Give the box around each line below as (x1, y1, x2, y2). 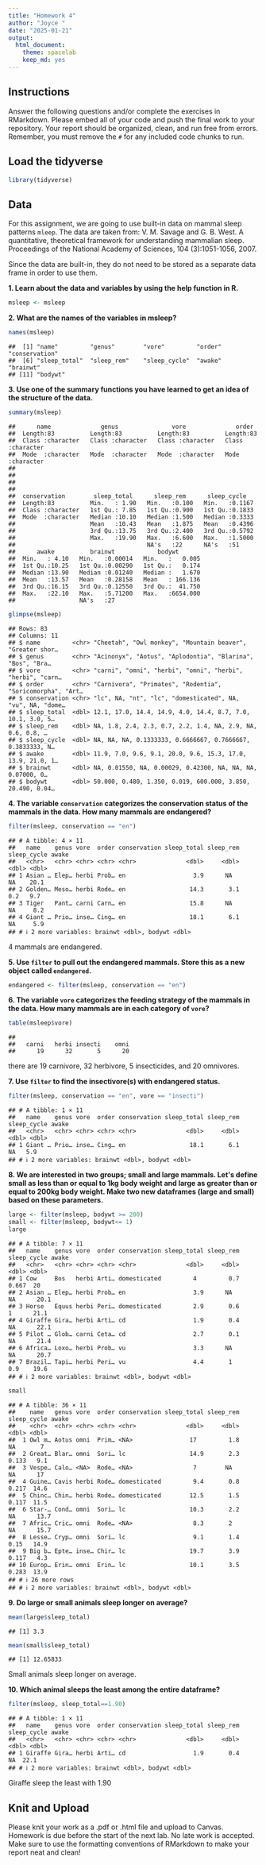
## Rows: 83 (8, 624, 48, 632)
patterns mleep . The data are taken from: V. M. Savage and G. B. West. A (8, 227, 244, 237)
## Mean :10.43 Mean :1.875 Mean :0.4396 (8, 519, 254, 528)
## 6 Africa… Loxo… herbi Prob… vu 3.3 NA (8, 1344, 233, 1352)
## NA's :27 (8, 597, 115, 604)
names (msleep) (8, 329, 56, 337)
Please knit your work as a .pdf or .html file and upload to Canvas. (8, 1822, 224, 1832)
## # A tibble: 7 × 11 (8, 1240, 83, 1248)
